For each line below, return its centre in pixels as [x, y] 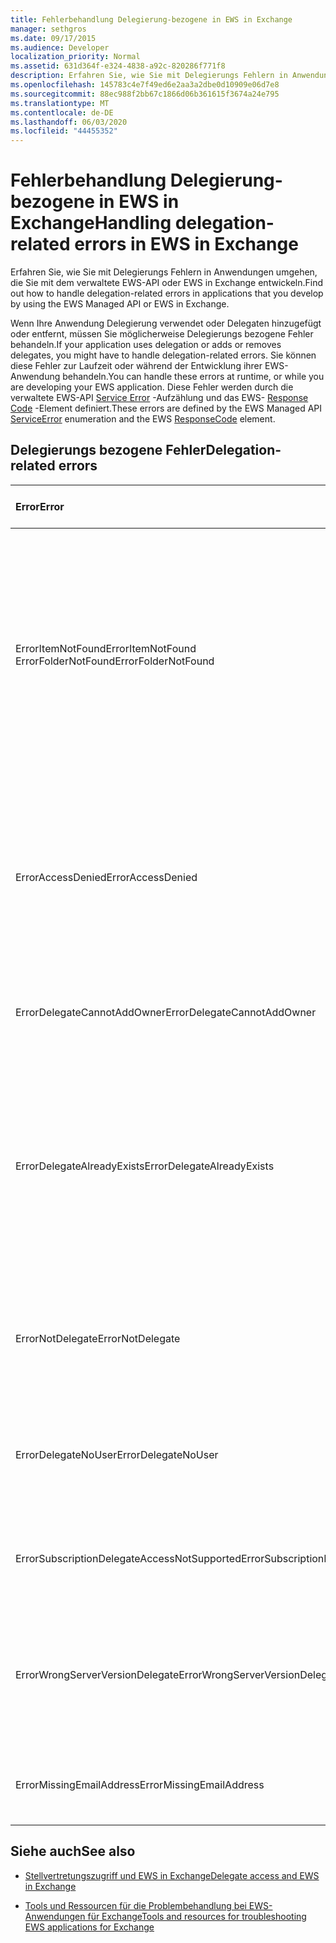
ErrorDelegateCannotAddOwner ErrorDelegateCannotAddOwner [166, 1012]
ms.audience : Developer [60, 47]
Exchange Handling [91, 223]
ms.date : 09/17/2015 [53, 38]
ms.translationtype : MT [60, 103]
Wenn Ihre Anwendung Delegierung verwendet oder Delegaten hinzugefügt [166, 323]
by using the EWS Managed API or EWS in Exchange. [120, 304]
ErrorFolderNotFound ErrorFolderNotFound [115, 661]
